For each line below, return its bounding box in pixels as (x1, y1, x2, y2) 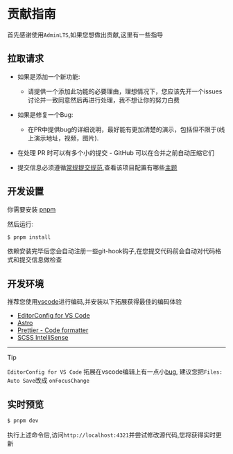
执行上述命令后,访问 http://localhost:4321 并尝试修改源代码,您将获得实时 (7, 430, 216, 439)
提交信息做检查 (19, 255, 62, 264)
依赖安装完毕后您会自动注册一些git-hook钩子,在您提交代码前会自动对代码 (7, 247, 216, 255)
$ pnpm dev (7, 417, 39, 424)
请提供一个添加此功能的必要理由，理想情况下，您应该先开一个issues (27, 87, 223, 96)
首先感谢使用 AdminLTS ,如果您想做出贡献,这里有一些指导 (7, 30, 164, 39)
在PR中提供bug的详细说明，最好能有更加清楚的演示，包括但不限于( (27, 125, 220, 134)
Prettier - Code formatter (17, 326, 89, 334)
